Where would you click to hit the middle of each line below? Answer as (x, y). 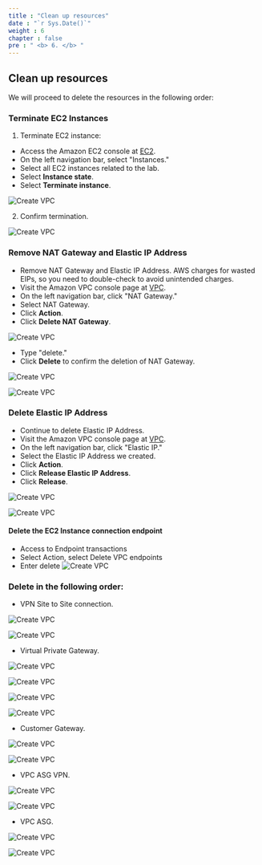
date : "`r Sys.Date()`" (50, 23)
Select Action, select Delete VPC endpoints (91, 558)
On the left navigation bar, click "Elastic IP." (91, 447)
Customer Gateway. (52, 729)
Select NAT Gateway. (55, 304)
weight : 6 (26, 30)
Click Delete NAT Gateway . (65, 321)
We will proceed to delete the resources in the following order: (111, 97)
